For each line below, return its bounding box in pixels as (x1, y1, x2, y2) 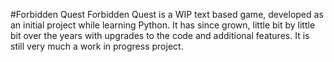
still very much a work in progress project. (10, 40, 184, 52)
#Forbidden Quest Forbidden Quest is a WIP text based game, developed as (10, 9, 324, 20)
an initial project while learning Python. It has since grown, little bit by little (10, 19, 316, 31)
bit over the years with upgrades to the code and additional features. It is (10, 30, 310, 41)
